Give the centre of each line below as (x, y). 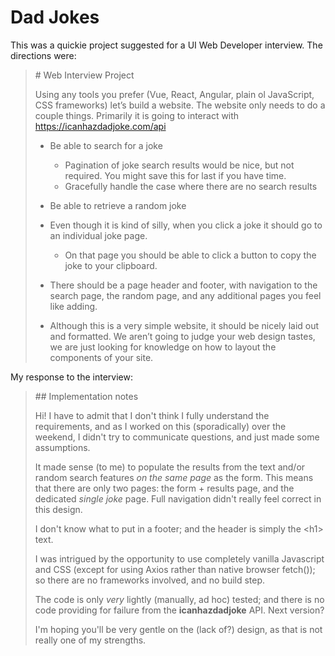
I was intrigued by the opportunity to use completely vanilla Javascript (179, 558)
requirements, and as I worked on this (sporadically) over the (160, 426)
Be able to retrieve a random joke (118, 205)
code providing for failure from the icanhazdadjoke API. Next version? (179, 610)
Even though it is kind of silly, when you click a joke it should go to (186, 225)
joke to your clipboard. (111, 265)
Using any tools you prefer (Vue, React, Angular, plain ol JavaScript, (174, 94)
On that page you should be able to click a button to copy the (190, 255)
